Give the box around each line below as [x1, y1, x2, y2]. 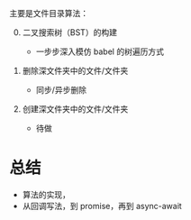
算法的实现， [22, 188, 70, 200]
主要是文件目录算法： [9, 8, 88, 18]
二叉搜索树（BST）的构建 [22, 27, 117, 38]
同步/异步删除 [35, 85, 87, 95]
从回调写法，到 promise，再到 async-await [22, 200, 182, 211]
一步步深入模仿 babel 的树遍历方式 [35, 46, 165, 57]
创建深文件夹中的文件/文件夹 [22, 104, 129, 115]
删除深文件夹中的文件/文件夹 [22, 66, 129, 76]
